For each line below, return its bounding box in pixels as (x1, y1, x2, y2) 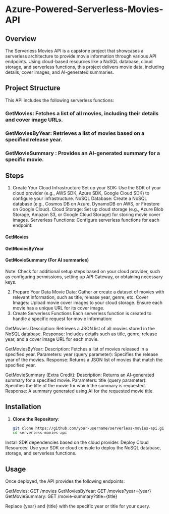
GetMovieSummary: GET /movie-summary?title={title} (5, 493, 118, 499)
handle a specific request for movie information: (12, 316, 112, 322)
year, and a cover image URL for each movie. (5, 336, 99, 342)
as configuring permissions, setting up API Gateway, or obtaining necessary (5, 274, 163, 280)
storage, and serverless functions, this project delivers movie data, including (5, 64, 164, 70)
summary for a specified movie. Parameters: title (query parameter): (5, 377, 147, 383)
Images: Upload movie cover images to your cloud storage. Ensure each (12, 299, 163, 305)
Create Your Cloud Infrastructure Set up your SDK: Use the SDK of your (12, 185, 161, 191)
